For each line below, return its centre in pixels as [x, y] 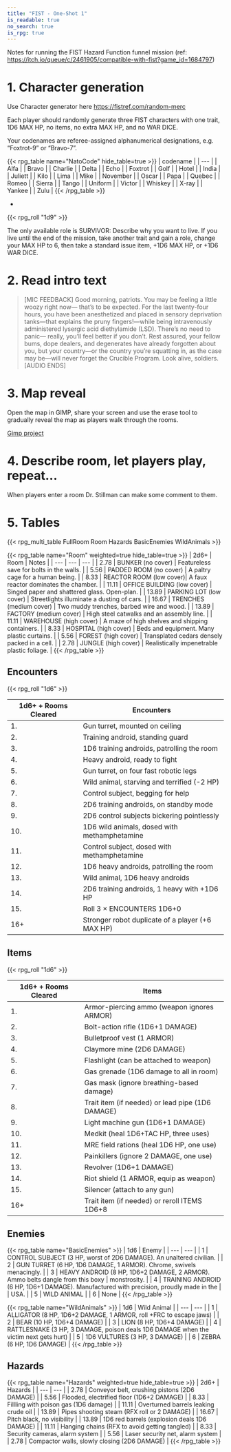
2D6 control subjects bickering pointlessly [151, 816]
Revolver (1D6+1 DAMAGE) [129, 1167]
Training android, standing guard [135, 737]
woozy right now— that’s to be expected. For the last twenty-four [116, 307]
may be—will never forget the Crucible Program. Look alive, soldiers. [121, 359]
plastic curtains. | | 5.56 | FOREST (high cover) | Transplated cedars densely [115, 636]
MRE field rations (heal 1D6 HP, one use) [151, 1145]
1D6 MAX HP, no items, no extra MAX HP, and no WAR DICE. [93, 128]
